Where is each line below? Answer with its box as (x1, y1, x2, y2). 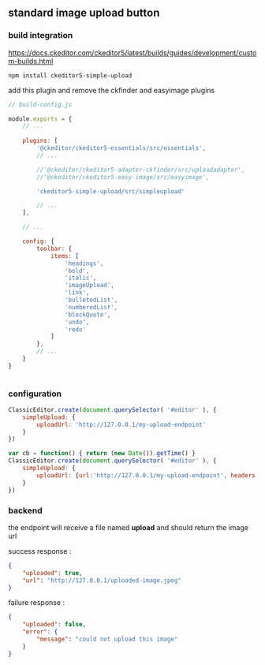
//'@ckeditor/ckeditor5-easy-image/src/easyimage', (36, 173, 211, 181)
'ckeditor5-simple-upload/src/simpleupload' (36, 187, 185, 196)
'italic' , (64, 274, 97, 282)
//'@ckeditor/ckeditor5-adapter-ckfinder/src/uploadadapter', (36, 166, 245, 174)
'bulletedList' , (64, 296, 118, 304)
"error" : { (22, 628, 58, 636)
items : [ (50, 252, 80, 260)
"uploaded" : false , (22, 621, 87, 629)
